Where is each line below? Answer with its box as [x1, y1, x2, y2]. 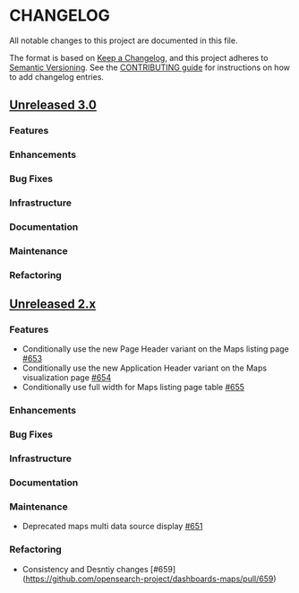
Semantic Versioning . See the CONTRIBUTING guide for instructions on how [9, 62, 291, 73]
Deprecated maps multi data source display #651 [21, 521, 203, 532]
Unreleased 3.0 [9, 98, 97, 113]
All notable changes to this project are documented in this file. [9, 35, 238, 46]
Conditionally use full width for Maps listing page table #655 [21, 382, 244, 393]
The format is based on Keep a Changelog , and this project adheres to [9, 52, 269, 63]
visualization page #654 [21, 372, 112, 383]
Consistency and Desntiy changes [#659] [21, 563, 176, 574]
